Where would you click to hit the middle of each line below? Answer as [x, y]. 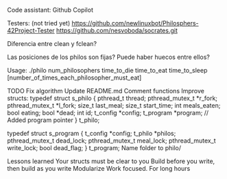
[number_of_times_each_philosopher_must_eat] [74, 77]
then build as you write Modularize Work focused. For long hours [99, 168]
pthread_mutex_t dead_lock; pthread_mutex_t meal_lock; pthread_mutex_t [111, 141]
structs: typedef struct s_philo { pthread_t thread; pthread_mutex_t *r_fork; [112, 98]
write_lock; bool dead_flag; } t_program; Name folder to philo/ [94, 148]
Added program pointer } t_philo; [53, 120]
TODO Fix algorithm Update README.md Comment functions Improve [106, 91]
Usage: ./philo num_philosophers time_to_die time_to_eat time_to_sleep [107, 70]
